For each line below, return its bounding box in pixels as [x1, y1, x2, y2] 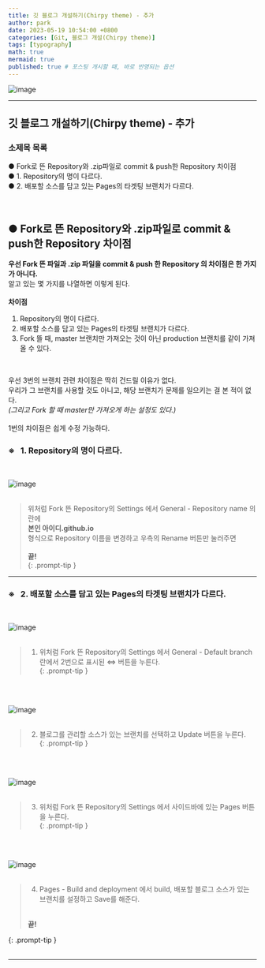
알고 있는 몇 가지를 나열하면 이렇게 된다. [8, 279, 130, 289]
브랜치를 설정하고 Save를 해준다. [39, 894, 140, 903]
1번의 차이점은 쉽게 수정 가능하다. [8, 424, 110, 433]
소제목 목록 [8, 143, 48, 154]
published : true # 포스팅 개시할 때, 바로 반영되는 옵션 [8, 63, 174, 71]
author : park [8, 19, 51, 27]
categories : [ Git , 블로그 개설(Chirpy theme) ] [8, 33, 156, 42]
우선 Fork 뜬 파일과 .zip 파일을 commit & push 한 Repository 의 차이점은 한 [8, 260, 243, 269]
